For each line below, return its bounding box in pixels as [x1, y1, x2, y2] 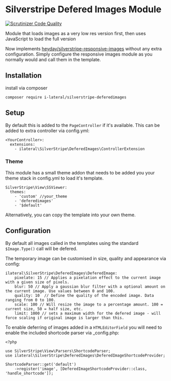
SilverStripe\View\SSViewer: [5, 185, 67, 190]
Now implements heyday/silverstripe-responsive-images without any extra [5, 45, 162, 52]
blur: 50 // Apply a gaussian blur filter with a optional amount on [14, 284, 166, 289]
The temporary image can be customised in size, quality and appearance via [5, 255, 166, 261]
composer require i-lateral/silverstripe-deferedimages [5, 94, 127, 100]
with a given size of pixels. [5, 280, 70, 285]
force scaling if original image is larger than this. [5, 315, 125, 320]
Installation [5, 71, 42, 80]
